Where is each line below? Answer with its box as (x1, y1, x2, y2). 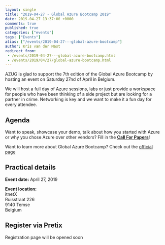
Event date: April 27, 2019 (5, 176, 58, 182)
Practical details (5, 163, 56, 172)
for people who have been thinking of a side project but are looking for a (5, 91, 152, 97)
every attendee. (5, 102, 37, 107)
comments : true (5, 21, 36, 26)
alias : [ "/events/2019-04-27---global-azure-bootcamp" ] (5, 39, 122, 44)
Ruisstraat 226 (5, 196, 35, 202)
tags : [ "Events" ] (5, 35, 41, 40)
